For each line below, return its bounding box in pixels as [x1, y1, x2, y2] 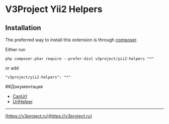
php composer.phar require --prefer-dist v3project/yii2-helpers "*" [5, 56, 154, 61]
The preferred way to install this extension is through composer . [5, 37, 138, 43]
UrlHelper [12, 99, 33, 104]
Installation [5, 24, 41, 32]
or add [5, 65, 19, 71]
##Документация [5, 84, 43, 89]
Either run [5, 47, 26, 52]
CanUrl [12, 93, 28, 99]
